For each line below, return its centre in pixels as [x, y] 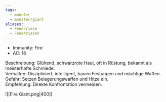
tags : [11, 10]
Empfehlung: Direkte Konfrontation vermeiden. [54, 84]
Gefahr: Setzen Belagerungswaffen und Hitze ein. [57, 79]
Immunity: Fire [28, 48]
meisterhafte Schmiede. [30, 68]
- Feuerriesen [25, 33]
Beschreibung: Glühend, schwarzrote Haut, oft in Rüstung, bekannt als [79, 63]
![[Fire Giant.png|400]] [29, 94]
